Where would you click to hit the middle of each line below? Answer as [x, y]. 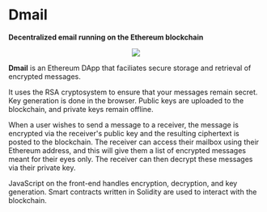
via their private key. [42, 168]
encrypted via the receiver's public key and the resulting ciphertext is [124, 133]
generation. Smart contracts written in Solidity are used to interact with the [133, 192]
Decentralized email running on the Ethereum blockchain [106, 37]
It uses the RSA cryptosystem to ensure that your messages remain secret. [133, 92]
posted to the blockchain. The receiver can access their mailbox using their [134, 142]
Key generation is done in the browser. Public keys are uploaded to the [126, 100]
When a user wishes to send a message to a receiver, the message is [123, 125]
